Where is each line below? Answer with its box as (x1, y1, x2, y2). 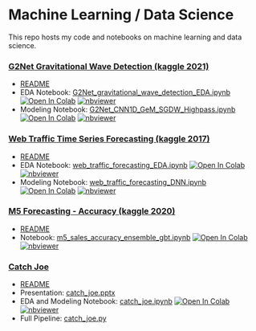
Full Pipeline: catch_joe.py (19, 313, 107, 323)
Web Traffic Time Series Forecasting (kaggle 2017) (8, 133, 210, 145)
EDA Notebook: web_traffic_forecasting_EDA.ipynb (19, 160, 189, 170)
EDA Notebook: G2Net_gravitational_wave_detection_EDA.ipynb (19, 88, 231, 97)
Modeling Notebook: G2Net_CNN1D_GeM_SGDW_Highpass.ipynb (19, 104, 236, 114)
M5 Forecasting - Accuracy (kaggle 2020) (8, 206, 176, 217)
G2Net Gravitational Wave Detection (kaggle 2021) (8, 60, 209, 72)
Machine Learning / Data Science (8, 6, 234, 24)
